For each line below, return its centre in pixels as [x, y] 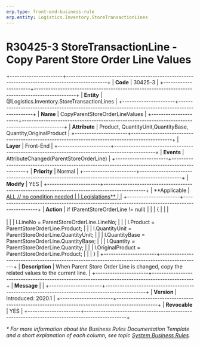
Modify [16, 184]
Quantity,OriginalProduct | [38, 133]
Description [37, 267]
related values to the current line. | [48, 273]
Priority [43, 172]
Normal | [68, 172]
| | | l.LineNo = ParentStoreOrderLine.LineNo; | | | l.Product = [81, 222]
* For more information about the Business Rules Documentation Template [98, 329]
